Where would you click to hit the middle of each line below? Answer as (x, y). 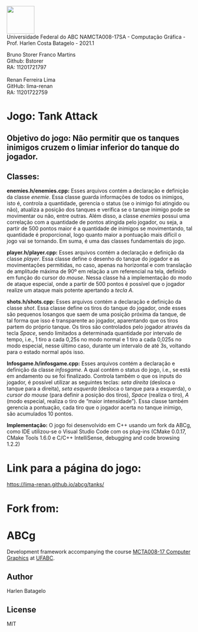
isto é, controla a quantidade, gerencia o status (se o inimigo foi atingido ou (98, 204)
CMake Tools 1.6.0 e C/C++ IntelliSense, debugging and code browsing (93, 438)
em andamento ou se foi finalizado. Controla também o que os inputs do (94, 376)
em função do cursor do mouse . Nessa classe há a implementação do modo (99, 278)
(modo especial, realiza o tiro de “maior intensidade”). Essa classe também (98, 401)
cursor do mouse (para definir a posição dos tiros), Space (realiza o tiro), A (98, 395)
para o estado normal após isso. (46, 352)
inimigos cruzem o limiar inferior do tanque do (93, 147)
